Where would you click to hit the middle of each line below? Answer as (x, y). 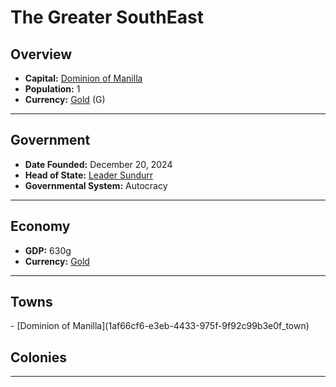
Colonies (39, 357)
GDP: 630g (48, 250)
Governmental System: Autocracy (96, 185)
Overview (41, 54)
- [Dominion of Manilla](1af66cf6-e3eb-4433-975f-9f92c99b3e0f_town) (160, 326)
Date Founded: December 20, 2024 (98, 164)
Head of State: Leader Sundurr (89, 175)
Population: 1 (52, 89)
